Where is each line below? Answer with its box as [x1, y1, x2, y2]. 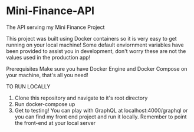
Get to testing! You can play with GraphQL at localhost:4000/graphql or [14, 107, 188, 114]
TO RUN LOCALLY [6, 82, 51, 90]
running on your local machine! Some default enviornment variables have [6, 41, 184, 48]
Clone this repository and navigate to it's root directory [14, 94, 148, 101]
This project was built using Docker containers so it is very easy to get [6, 35, 177, 42]
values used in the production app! [6, 54, 91, 61]
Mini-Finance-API [6, 4, 95, 18]
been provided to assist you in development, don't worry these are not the [6, 47, 186, 54]
